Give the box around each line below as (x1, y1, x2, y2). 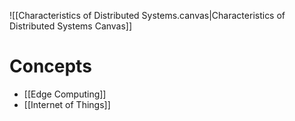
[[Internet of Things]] (23, 98, 111, 110)
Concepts (9, 55, 92, 78)
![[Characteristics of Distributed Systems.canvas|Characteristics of (9, 10, 286, 21)
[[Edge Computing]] (23, 88, 107, 100)
